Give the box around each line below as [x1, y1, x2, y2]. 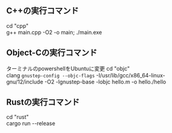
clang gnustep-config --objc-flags [6, 71, 95, 79]
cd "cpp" [6, 22, 29, 29]
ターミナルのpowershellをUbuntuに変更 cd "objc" [6, 65, 130, 72]
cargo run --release [6, 120, 56, 127]
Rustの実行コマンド [6, 97, 80, 108]
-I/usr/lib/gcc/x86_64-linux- [96, 71, 165, 79]
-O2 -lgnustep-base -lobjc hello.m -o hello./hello [44, 78, 167, 85]
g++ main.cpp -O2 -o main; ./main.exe [6, 28, 102, 36]
